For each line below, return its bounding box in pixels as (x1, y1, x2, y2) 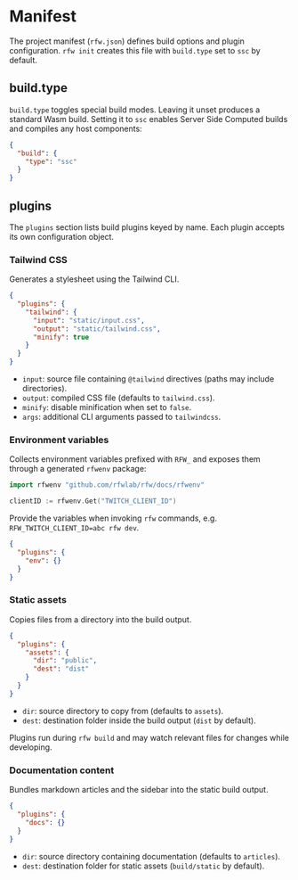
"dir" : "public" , (32, 656, 98, 665)
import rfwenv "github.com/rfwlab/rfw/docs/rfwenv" (9, 481, 205, 489)
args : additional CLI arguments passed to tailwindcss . (21, 412, 221, 423)
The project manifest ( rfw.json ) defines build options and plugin (9, 36, 245, 46)
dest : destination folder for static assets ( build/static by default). (21, 860, 265, 871)
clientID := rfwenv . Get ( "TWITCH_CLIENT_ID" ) (9, 497, 177, 506)
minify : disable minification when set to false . (21, 402, 192, 413)
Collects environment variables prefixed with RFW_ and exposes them (9, 454, 261, 465)
